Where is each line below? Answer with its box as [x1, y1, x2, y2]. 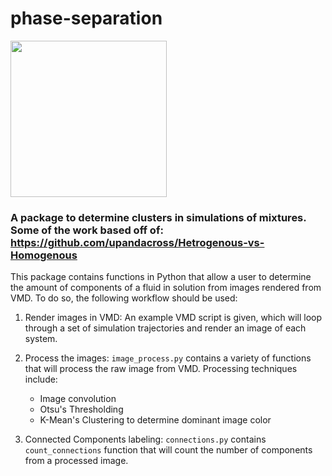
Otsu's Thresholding [39, 403, 124, 416]
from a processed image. [24, 455, 129, 467]
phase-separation [10, 7, 163, 30]
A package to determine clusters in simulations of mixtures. [10, 210, 307, 224]
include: [24, 373, 58, 386]
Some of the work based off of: [10, 223, 164, 237]
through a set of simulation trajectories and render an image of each [24, 322, 307, 334]
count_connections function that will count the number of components [24, 444, 313, 456]
